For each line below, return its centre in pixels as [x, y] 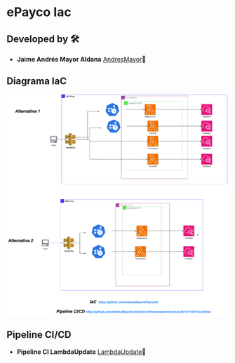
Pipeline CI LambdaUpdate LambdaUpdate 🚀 [81, 352]
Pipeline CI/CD [39, 335]
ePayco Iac [39, 12]
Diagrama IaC [37, 81]
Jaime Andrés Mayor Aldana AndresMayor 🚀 [81, 59]
